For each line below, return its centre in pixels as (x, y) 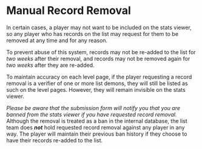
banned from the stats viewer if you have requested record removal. (92, 114)
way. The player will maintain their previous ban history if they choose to (97, 134)
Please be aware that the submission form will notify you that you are (93, 108)
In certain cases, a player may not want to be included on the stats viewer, (99, 27)
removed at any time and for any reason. (57, 40)
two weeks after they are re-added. (51, 65)
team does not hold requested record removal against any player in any (96, 127)
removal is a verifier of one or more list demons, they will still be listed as (97, 83)
